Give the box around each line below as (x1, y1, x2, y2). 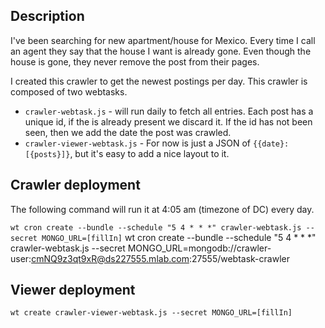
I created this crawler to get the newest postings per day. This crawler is (10, 75, 308, 87)
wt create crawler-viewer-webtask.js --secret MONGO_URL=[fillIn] (10, 308, 293, 318)
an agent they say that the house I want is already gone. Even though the (10, 45, 312, 57)
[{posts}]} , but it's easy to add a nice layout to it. (24, 147, 230, 159)
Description (10, 8, 85, 25)
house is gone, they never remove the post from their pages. (10, 55, 260, 68)
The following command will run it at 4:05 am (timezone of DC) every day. (10, 203, 315, 215)
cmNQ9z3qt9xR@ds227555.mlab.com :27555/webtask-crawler (31, 252, 290, 264)
